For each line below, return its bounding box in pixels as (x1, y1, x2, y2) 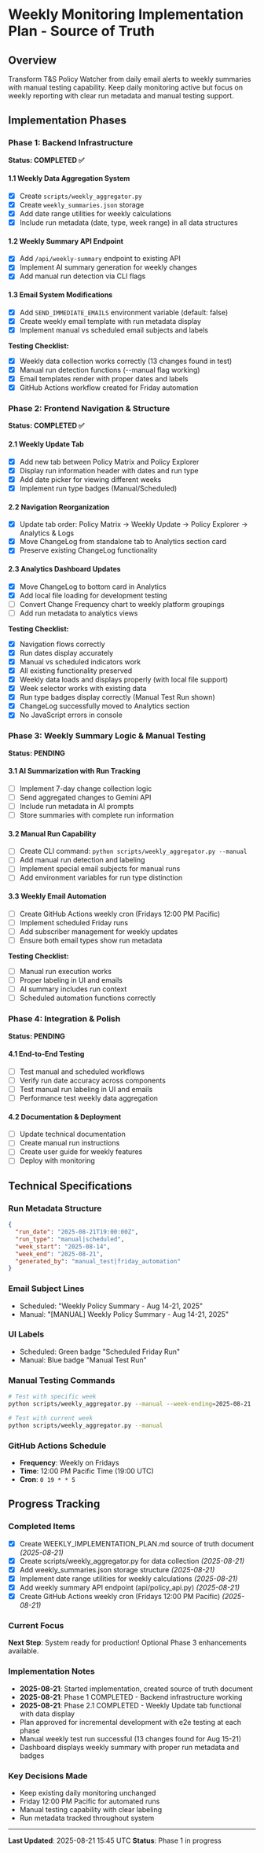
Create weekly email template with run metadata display (19, 316, 202, 325)
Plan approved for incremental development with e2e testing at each (19, 1717, 242, 1726)
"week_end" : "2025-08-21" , (15, 1250, 104, 1258)
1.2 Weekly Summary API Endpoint (8, 236, 124, 245)
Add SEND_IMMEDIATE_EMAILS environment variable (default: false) (19, 307, 229, 317)
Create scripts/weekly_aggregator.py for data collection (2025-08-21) (19, 1556, 245, 1565)
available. (8, 1646, 39, 1656)
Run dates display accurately (19, 648, 114, 657)
